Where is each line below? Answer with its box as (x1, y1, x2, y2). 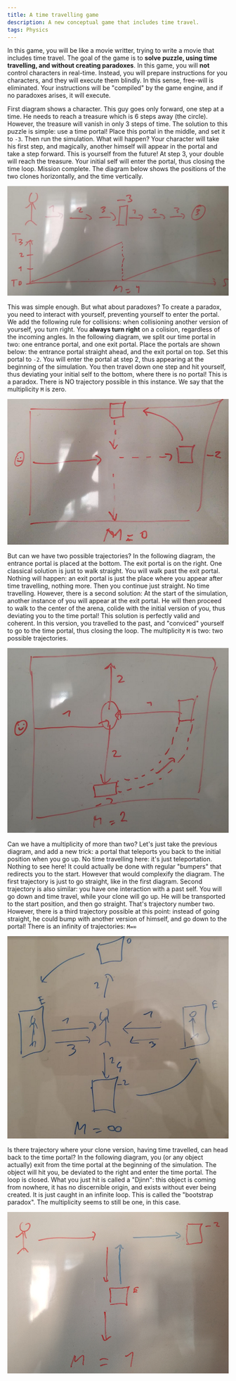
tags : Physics (7, 26, 49, 33)
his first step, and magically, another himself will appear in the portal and (7, 142, 218, 151)
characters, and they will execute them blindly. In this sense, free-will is (7, 76, 214, 84)
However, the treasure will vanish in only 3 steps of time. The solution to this (7, 120, 228, 128)
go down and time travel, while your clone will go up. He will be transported (7, 892, 226, 900)
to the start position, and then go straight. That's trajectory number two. (7, 900, 216, 908)
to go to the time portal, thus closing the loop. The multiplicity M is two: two (7, 626, 223, 635)
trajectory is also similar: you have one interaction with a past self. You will (7, 884, 223, 893)
